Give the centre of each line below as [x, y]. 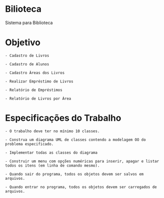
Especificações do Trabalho [63, 118]
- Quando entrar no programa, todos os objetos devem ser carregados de [81, 187]
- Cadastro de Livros [27, 56]
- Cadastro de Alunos [27, 64]
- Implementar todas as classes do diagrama [51, 153]
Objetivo [23, 42]
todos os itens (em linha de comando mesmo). [52, 166]
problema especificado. [29, 144]
